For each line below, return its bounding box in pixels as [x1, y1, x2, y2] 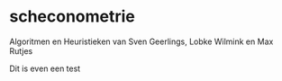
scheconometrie [9, 6, 135, 27]
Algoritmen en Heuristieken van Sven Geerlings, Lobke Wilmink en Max [9, 36, 274, 47]
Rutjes [9, 45, 33, 56]
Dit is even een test [9, 63, 81, 74]
